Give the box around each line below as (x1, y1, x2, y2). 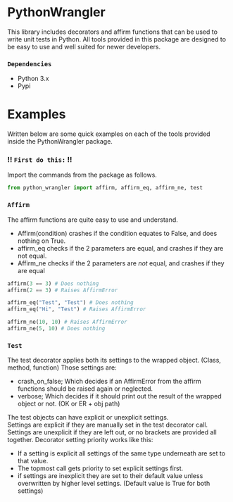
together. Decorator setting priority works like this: (7, 436, 153, 444)
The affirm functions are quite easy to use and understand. (7, 215, 178, 224)
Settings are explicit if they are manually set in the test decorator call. (7, 420, 208, 429)
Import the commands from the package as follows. (7, 170, 157, 180)
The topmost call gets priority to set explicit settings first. (17, 464, 184, 472)
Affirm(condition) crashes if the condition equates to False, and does (17, 229, 218, 237)
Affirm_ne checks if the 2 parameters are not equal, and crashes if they (17, 258, 225, 268)
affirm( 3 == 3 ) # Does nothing (7, 280, 99, 287)
